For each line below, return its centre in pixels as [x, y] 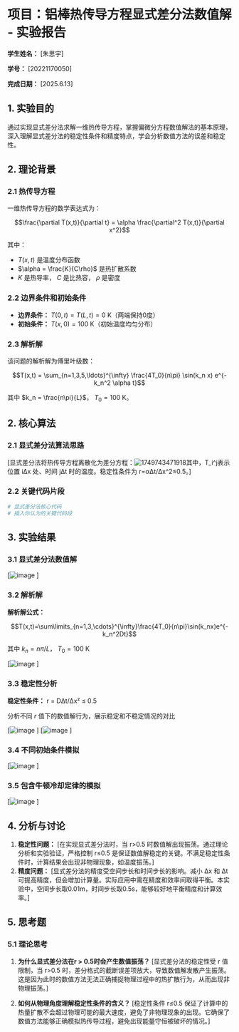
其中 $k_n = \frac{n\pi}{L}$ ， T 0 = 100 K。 [70, 398]
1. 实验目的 [31, 109]
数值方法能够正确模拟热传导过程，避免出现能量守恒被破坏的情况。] [114, 1021]
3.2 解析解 [25, 595]
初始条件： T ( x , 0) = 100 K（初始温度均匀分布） [87, 324]
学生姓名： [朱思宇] [36, 53]
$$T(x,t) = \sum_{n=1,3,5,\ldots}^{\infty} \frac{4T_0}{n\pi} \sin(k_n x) [112, 376]
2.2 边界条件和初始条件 [47, 298]
